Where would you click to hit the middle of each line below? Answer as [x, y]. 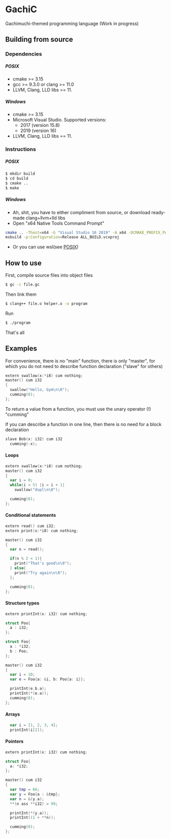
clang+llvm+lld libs [46, 218]
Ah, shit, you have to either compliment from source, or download [81, 212]
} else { [18, 568]
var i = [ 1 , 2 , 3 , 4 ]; [34, 725]
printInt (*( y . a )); [30, 813]
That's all [15, 332]
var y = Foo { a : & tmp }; [35, 794]
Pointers [15, 741]
